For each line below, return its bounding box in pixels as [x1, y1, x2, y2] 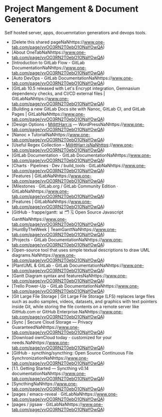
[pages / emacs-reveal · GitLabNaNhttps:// [11, 391, 97, 397]
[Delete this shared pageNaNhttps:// [11, 39, 84, 45]
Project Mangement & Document [4, 3, 139, 15]
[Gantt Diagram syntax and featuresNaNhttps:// [11, 273, 106, 278]
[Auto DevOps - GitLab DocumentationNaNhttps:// [11, 75, 113, 81]
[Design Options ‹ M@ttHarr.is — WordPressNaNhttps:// [11, 121, 124, 127]
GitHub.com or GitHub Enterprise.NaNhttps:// [11, 309, 102, 314]
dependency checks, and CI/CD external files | [11, 91, 105, 96]
